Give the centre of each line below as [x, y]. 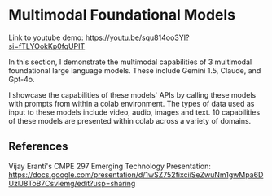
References [38, 147]
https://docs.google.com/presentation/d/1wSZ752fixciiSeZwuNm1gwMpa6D [136, 174]
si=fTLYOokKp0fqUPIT [47, 46]
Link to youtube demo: [46, 37]
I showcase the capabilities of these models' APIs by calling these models [132, 94]
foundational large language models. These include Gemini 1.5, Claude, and [135, 70]
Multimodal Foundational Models [122, 15]
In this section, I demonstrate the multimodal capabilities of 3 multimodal [130, 62]
